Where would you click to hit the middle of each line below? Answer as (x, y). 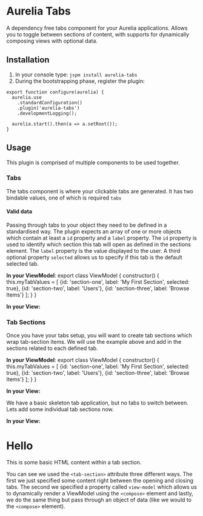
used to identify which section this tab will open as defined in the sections (99, 244)
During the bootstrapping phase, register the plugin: (80, 81)
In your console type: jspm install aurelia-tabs (76, 75)
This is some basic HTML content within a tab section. (74, 463)
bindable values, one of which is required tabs (64, 198)
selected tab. (23, 264)
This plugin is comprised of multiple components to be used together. (93, 163)
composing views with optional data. (52, 41)
